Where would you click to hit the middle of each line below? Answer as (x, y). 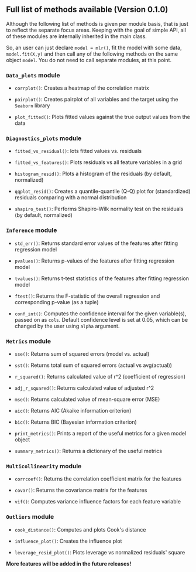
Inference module (32, 230)
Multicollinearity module (44, 466)
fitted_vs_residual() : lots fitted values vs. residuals (78, 151)
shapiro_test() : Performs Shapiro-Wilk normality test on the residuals (99, 209)
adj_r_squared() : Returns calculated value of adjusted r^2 (84, 388)
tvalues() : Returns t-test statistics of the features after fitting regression (102, 278)
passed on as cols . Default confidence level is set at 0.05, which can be (101, 319)
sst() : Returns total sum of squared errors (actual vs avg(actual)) (93, 365)
